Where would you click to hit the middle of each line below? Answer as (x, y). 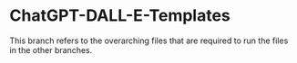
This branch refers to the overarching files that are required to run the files (149, 40)
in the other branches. (51, 49)
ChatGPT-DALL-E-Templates (120, 16)
